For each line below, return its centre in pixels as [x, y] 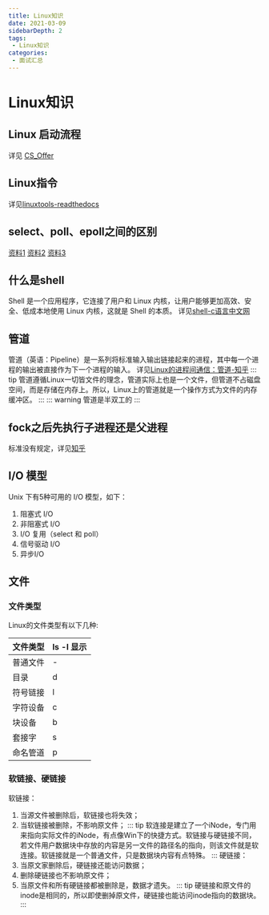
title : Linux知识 [36, 16]
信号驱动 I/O [40, 544]
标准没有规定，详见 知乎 [47, 448]
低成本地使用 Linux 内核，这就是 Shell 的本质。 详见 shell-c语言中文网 [136, 311]
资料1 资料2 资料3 [37, 253]
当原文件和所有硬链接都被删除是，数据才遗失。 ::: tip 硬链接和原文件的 [135, 885]
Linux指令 [33, 183]
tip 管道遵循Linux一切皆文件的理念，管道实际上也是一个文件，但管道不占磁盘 [134, 380]
